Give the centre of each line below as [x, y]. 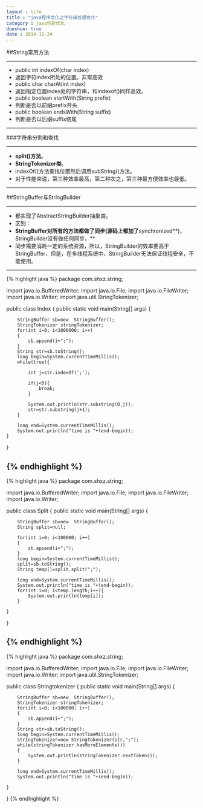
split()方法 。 [31, 156]
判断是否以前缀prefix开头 [46, 105]
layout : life [24, 12]
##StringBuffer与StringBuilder [43, 198]
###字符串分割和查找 [33, 138]
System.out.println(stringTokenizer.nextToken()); [93, 755]
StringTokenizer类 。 [41, 164]
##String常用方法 [28, 53]
